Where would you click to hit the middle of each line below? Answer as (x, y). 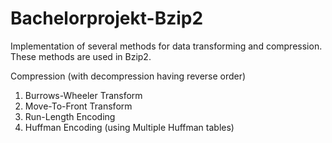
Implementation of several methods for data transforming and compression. (166, 46)
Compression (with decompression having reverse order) (128, 76)
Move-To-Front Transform (78, 106)
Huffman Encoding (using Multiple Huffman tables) (129, 127)
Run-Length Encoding (70, 116)
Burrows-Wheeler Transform (83, 95)
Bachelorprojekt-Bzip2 (107, 18)
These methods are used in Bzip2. (81, 56)
